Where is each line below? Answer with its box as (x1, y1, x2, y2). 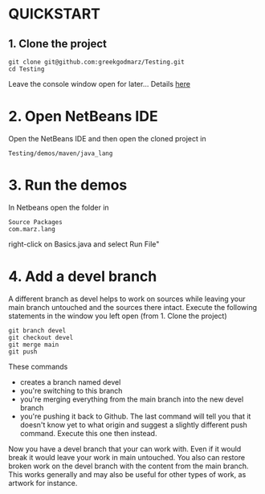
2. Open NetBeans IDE (8, 108, 158, 125)
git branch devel (8, 326, 67, 334)
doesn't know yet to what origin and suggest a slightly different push (19, 419, 247, 430)
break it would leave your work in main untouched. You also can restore (8, 452, 246, 462)
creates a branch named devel (19, 377, 121, 386)
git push (8, 347, 38, 356)
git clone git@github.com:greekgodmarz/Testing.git (8, 58, 185, 66)
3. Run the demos (8, 176, 128, 194)
